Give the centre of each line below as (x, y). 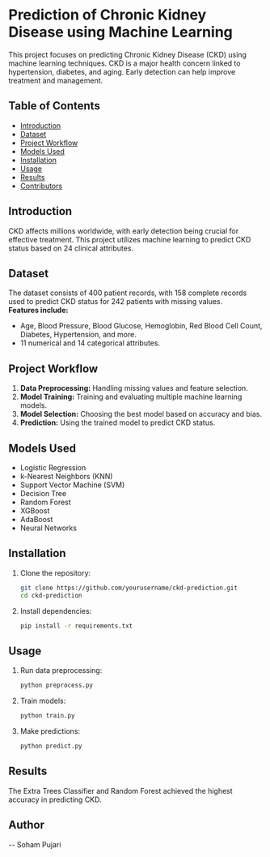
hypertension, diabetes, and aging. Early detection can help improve (122, 71)
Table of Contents (55, 106)
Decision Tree (43, 493)
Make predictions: (50, 731)
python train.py (47, 716)
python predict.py (51, 746)
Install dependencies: (56, 611)
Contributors (41, 186)
